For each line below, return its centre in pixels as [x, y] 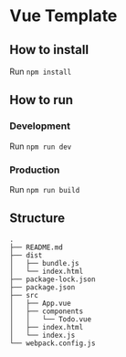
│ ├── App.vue [40, 303]
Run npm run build [45, 189]
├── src [24, 295]
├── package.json [42, 287]
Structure [37, 219]
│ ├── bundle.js [44, 263]
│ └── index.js [42, 335]
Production [35, 170]
